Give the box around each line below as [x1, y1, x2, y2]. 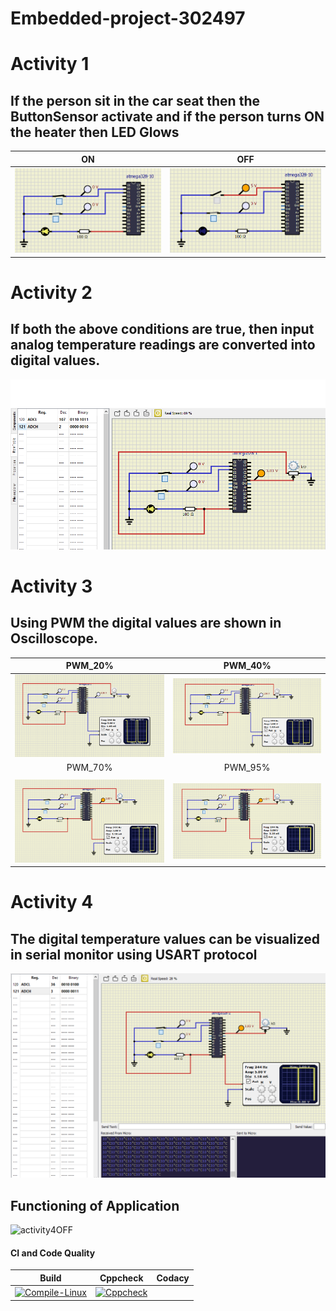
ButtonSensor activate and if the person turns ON [10, 108, 325, 125]
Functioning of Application [10, 1197, 180, 1214]
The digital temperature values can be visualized [10, 930, 320, 947]
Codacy [156, 1272, 190, 1284]
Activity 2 [10, 282, 93, 304]
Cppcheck [99, 1272, 144, 1284]
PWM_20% [65, 660, 114, 672]
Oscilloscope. [10, 630, 99, 647]
